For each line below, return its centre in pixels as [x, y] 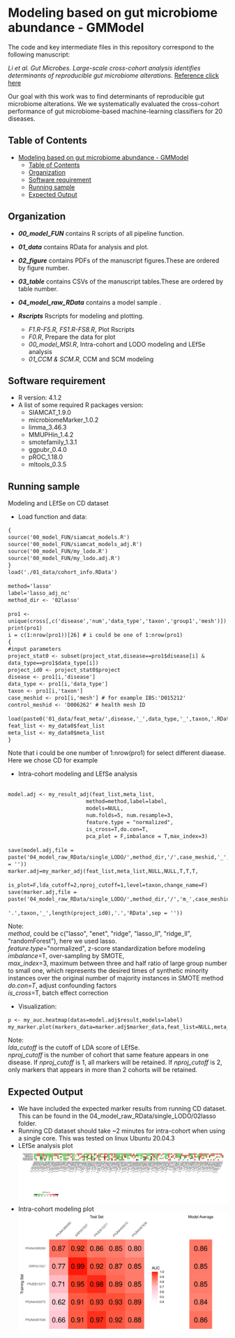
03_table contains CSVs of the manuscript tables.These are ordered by [121, 281]
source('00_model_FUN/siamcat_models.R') [69, 538]
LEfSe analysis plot [45, 1146]
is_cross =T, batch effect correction [58, 993]
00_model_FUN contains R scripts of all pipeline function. [101, 233]
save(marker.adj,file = [43, 892]
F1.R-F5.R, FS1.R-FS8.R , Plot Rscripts [82, 329]
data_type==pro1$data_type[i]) [53, 663]
